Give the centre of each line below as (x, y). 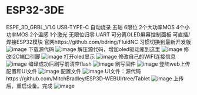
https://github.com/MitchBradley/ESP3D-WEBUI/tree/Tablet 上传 (95, 78)
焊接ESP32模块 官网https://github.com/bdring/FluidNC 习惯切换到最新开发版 (98, 42)
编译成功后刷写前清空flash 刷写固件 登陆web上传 (109, 64)
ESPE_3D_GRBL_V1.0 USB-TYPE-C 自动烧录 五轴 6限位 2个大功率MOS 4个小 (98, 27)
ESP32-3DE (35, 10)
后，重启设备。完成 (29, 86)
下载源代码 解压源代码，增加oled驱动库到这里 (94, 49)
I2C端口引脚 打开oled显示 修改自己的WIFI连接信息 (93, 56)
